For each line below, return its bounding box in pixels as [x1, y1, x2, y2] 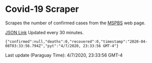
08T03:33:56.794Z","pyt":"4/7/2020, [5, 43, 81, 48]
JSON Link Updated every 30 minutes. [5, 29, 84, 35]
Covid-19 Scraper [5, 3, 79, 15]
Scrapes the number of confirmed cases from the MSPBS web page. [5, 20, 146, 26]
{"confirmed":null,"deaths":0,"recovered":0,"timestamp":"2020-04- [5, 39, 148, 44]
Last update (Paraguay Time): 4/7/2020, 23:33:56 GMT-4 [5, 52, 123, 58]
